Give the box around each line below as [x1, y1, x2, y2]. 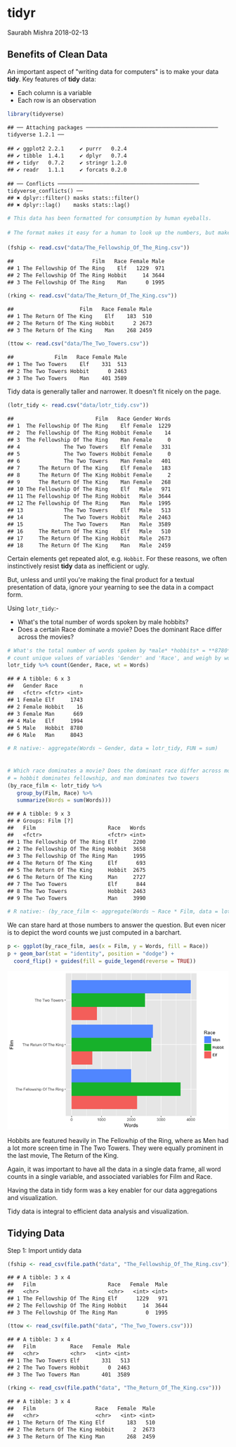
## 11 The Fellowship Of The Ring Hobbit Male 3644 [7, 493, 171, 500]
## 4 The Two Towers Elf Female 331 [7, 443, 171, 450]
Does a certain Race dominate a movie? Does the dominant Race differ [17, 625, 223, 633]
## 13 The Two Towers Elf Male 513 [7, 507, 171, 514]
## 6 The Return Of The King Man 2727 [7, 874, 146, 881]
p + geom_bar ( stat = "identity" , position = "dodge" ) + [7, 950, 174, 957]
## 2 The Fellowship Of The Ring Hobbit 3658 [7, 846, 146, 853]
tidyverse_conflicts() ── [7, 187, 83, 194]
